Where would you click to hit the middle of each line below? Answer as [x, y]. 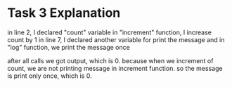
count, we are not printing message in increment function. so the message [115, 68]
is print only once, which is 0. [50, 76]
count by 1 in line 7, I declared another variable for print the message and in [116, 39]
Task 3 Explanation [64, 13]
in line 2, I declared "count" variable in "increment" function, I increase [110, 32]
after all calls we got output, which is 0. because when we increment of [110, 60]
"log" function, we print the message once [69, 47]
